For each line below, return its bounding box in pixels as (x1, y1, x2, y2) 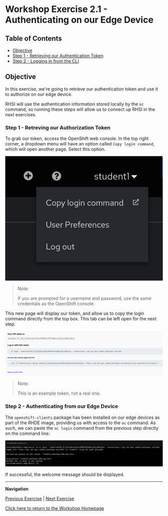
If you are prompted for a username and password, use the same (17, 295, 151, 301)
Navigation (5, 486, 28, 492)
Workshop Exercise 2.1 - (5, 4, 107, 15)
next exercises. (5, 111, 36, 117)
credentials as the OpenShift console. (17, 300, 95, 306)
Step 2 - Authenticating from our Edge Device (5, 403, 118, 410)
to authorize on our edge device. (5, 91, 72, 97)
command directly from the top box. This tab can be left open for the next (5, 315, 156, 321)
